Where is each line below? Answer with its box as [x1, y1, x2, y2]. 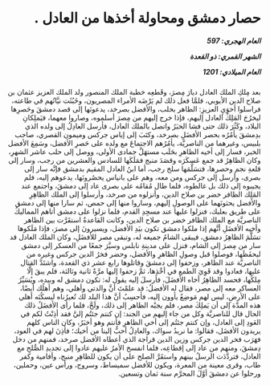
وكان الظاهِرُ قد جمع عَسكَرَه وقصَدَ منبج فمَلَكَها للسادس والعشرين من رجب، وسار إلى [8, 156, 261, 165]
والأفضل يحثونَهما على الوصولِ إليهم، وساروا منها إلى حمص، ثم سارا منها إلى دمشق [14, 198, 261, 208]
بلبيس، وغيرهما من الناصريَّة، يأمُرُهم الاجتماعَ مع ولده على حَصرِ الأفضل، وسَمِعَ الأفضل [7, 138, 261, 148]
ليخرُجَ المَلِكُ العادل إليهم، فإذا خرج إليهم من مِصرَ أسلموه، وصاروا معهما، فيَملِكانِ [22, 113, 261, 123]
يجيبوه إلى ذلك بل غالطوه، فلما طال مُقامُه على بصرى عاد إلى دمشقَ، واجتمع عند [21, 181, 261, 191]
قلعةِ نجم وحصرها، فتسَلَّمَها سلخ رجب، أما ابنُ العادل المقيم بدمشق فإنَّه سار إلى [24, 164, 261, 173]
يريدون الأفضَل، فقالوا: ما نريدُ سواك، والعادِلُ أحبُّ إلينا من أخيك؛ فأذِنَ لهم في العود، [14, 326, 261, 335]
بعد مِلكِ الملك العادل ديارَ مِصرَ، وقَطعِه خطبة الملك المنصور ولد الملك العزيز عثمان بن [7, 87, 261, 97]
